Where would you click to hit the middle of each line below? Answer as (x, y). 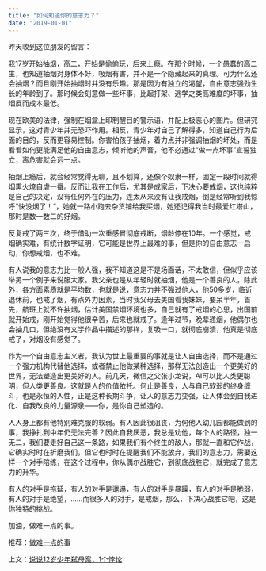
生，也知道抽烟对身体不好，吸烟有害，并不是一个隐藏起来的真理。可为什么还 (133, 73)
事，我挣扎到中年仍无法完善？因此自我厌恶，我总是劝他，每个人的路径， (126, 432)
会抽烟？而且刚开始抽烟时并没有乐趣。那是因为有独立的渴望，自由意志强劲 (129, 83)
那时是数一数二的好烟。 (46, 216)
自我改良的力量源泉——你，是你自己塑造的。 (95, 405)
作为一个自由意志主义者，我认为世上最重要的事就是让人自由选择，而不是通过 (133, 356)
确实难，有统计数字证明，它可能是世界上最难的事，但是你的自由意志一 (129, 243)
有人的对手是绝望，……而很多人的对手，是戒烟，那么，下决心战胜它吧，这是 (132, 498)
